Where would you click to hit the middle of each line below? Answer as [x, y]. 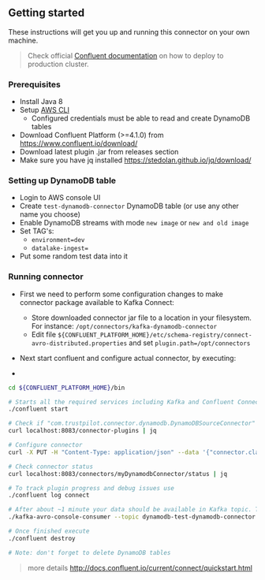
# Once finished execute [49, 531]
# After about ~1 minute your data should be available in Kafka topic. [130, 510]
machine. [23, 40]
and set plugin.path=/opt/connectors [190, 343]
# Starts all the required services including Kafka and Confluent [121, 402]
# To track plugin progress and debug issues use [91, 488]
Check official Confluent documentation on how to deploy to [125, 55]
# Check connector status [50, 467]
